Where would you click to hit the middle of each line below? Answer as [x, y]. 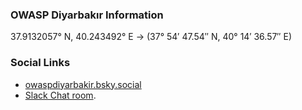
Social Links [40, 63]
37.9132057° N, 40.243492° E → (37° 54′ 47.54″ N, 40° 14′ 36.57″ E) [151, 37]
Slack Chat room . [60, 95]
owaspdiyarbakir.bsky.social [83, 84]
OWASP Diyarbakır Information [87, 15]
